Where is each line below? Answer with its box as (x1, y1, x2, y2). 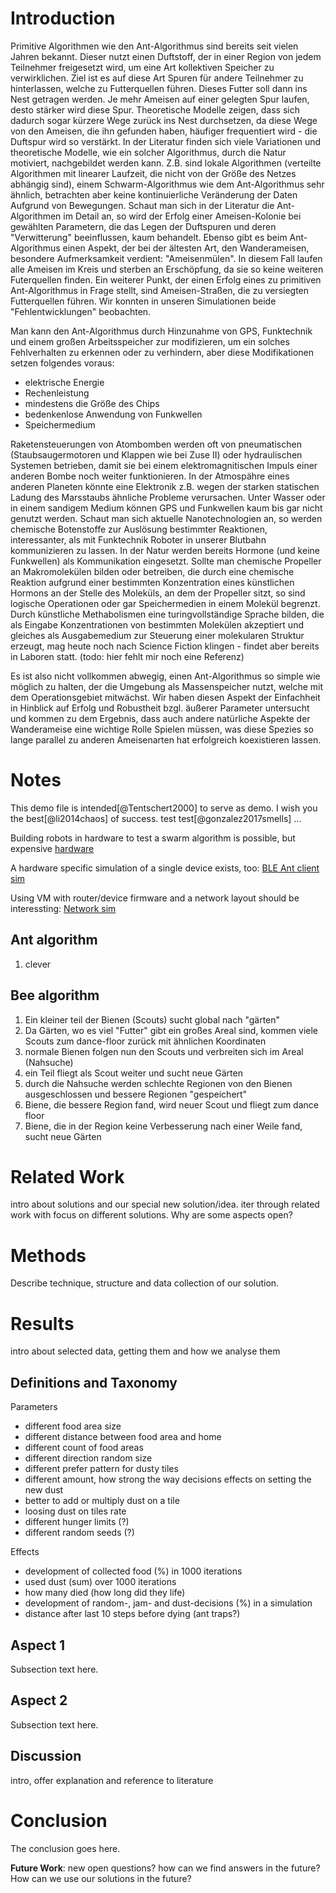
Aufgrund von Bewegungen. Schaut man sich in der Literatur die (10, 199, 275, 211)
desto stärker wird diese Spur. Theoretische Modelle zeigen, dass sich (10, 103, 300, 116)
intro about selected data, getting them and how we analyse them (10, 1345, 281, 1357)
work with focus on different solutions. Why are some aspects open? (10, 1209, 293, 1221)
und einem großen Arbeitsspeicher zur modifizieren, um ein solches (10, 335, 290, 347)
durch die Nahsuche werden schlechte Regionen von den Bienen (24, 1077, 293, 1089)
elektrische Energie (24, 376, 105, 388)
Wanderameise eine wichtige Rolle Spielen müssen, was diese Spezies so (10, 723, 314, 735)
